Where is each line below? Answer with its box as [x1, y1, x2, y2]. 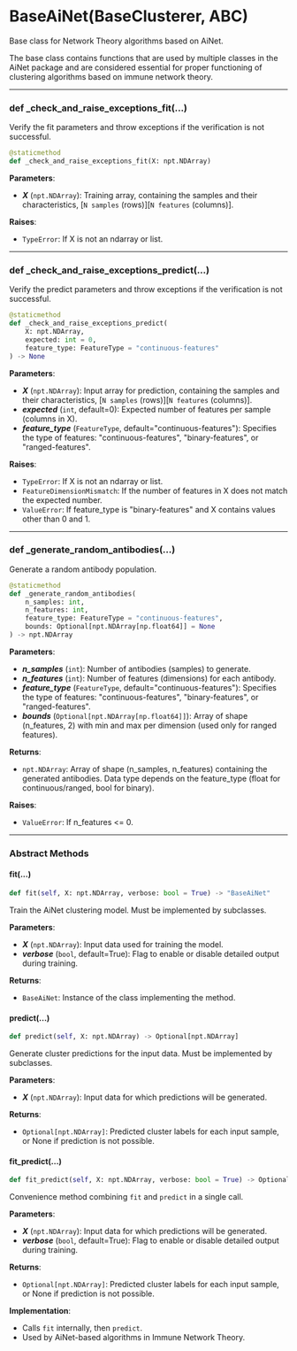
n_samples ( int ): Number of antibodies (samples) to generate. [21, 663, 251, 674]
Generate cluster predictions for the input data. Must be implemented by [9, 1048, 272, 1059]
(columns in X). [21, 413, 78, 424]
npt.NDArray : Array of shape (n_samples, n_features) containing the [21, 763, 268, 774]
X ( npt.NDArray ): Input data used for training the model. [21, 938, 224, 949]
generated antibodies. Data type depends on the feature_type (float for [21, 773, 281, 784]
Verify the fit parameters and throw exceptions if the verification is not [9, 122, 265, 133]
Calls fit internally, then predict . [21, 1323, 143, 1333]
